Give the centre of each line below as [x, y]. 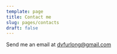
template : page [25, 11]
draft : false [22, 28]
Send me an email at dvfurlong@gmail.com [58, 45]
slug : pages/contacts [33, 22]
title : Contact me [29, 17]
